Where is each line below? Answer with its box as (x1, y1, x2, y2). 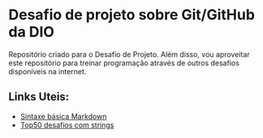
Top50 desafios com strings (19, 119, 114, 130)
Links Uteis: (8, 90, 70, 104)
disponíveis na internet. (8, 66, 87, 76)
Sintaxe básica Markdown (19, 111, 107, 121)
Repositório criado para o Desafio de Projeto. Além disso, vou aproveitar (8, 49, 250, 59)
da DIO (8, 23, 55, 41)
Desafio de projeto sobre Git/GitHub (8, 6, 256, 24)
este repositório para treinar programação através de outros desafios (8, 58, 239, 68)
